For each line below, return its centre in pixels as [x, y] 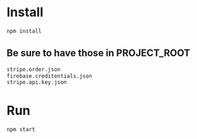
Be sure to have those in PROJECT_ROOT [98, 53]
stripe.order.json [34, 69]
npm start [21, 130]
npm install [24, 31]
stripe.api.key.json [37, 83]
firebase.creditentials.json [49, 76]
